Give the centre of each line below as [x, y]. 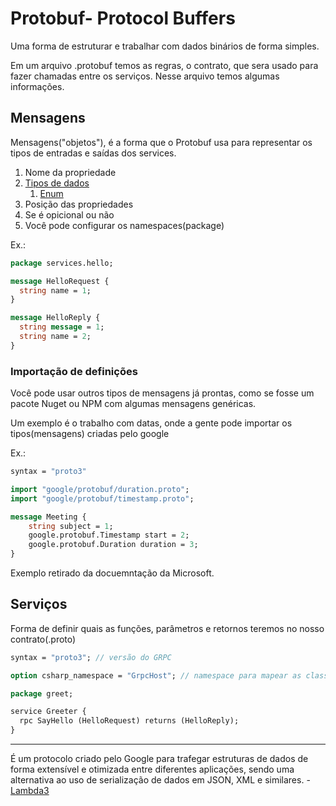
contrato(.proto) [43, 639]
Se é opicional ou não [69, 214]
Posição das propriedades [79, 204]
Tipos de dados [57, 183]
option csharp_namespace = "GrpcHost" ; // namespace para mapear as [156, 675]
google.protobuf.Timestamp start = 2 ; [109, 535]
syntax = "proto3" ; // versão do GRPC [91, 657]
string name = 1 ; [55, 290]
